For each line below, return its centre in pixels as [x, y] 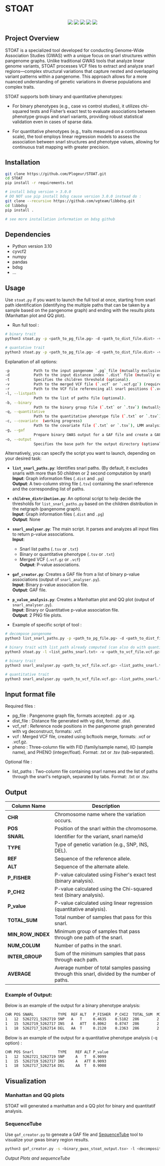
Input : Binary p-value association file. [50, 585]
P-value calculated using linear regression [104, 903]
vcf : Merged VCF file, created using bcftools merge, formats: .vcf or [81, 737]
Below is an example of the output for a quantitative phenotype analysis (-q [81, 1037]
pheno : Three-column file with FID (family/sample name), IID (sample [82, 747]
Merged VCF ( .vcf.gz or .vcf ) [50, 559]
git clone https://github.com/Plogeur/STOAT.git [56, 174]
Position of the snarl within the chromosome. [106, 828]
